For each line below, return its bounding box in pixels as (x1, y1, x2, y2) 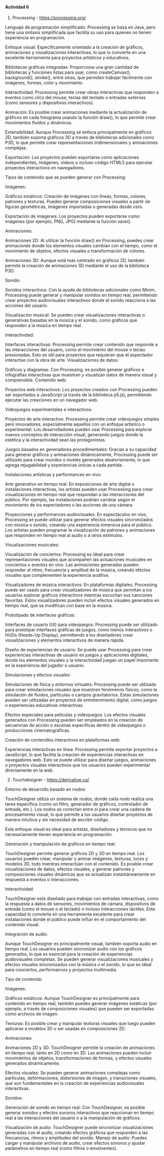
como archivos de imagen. (5, 1011, 59, 1017)
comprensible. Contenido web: (5, 377, 67, 383)
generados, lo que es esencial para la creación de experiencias (5, 951, 133, 957)
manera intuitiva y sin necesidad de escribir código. (5, 817, 109, 823)
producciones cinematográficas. (5, 727, 70, 733)
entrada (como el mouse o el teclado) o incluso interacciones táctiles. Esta (5, 906, 155, 912)
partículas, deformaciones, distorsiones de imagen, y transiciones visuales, (5, 1075, 157, 1081)
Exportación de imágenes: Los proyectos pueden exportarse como (5, 214, 140, 219)
